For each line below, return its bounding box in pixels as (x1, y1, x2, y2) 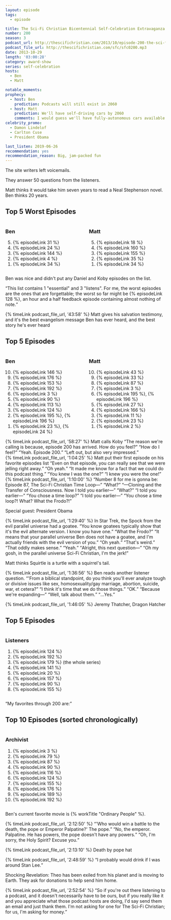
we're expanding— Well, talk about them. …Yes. (5, 591, 113, 598)
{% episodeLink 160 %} (96, 245, 146, 251)
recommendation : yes (5, 149, 49, 154)
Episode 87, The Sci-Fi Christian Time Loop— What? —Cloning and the (5, 482, 162, 488)
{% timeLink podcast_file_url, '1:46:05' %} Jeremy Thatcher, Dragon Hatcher (5, 601, 166, 608)
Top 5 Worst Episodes (5, 207, 76, 216)
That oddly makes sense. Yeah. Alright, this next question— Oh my (7, 545, 159, 551)
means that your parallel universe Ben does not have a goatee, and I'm (5, 534, 154, 540)
